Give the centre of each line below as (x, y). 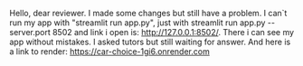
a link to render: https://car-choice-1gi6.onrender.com (109, 52)
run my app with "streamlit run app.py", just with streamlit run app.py (137, 23)
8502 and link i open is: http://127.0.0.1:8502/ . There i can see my (174, 32)
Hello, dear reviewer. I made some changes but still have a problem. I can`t (148, 13)
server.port (30, 32)
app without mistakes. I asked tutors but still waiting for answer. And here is (150, 42)
